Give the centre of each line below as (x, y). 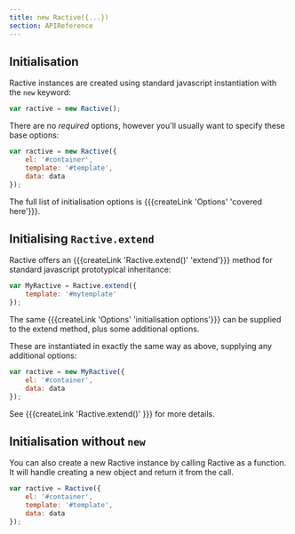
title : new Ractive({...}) (59, 17)
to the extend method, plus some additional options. (104, 329)
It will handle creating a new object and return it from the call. (121, 473)
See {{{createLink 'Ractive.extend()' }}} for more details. (112, 413)
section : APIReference (51, 26)
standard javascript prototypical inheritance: (90, 270)
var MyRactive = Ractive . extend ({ (73, 286)
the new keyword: (40, 92)
